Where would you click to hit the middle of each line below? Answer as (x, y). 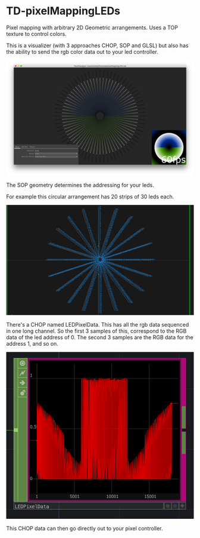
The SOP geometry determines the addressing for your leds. (80, 185)
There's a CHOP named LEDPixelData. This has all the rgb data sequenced (98, 325)
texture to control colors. (36, 33)
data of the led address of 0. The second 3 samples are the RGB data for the (100, 337)
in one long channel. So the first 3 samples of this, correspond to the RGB (96, 331)
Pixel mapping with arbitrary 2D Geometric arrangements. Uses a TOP (92, 27)
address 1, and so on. (32, 344)
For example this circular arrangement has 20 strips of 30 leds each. (90, 197)
